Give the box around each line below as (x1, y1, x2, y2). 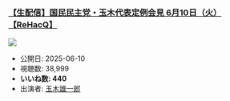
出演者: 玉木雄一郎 (19, 84, 81, 94)
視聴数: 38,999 (19, 64, 70, 74)
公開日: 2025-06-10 (19, 54, 86, 63)
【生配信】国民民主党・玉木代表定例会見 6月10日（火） (8, 6, 222, 18)
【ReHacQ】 (8, 18, 58, 30)
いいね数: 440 (19, 74, 67, 83)
